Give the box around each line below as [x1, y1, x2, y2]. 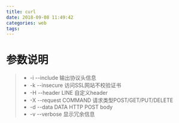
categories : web [6, 20, 47, 26]
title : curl [6, 8, 36, 15]
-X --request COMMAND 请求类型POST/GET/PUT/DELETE [29, 97, 174, 104]
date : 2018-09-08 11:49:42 [6, 14, 74, 20]
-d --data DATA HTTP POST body [29, 103, 113, 111]
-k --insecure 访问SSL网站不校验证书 [29, 82, 122, 89]
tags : [6, 25, 20, 32]
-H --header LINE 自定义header [29, 89, 108, 97]
